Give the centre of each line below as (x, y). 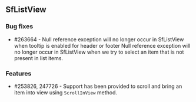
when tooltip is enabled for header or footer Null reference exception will (102, 45)
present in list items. (38, 58)
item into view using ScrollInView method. (65, 92)
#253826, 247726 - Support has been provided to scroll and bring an (98, 86)
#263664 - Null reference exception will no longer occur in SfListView (99, 39)
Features (19, 73)
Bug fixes (19, 27)
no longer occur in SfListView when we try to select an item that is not (99, 52)
